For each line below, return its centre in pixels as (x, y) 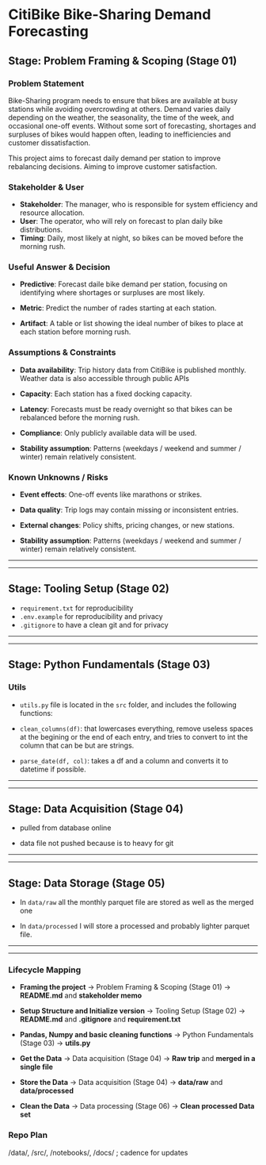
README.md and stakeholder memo (81, 996)
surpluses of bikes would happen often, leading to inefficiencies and (120, 134)
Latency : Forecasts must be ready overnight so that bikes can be (126, 409)
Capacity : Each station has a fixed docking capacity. (106, 394)
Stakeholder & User (46, 186)
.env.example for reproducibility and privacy (91, 616)
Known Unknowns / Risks (58, 477)
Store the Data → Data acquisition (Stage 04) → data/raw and (121, 1082)
